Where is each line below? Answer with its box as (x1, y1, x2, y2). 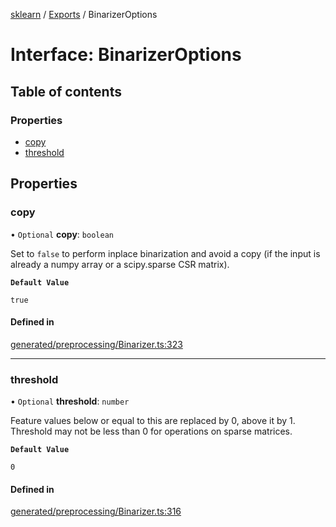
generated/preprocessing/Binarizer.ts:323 (10, 338, 183, 350)
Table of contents (10, 83, 122, 100)
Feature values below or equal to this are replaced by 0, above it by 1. (10, 415, 296, 427)
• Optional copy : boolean (10, 228, 114, 240)
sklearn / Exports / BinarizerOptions (10, 9, 158, 20)
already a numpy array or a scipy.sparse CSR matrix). (10, 258, 230, 270)
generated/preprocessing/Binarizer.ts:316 (10, 505, 182, 518)
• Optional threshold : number (10, 395, 130, 408)
